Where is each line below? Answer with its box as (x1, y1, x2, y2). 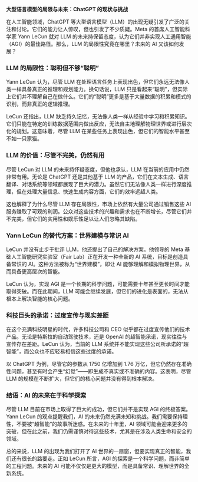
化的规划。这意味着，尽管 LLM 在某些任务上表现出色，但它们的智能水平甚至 (6, 128, 190, 135)
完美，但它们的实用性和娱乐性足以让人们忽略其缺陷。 (11, 215, 140, 222)
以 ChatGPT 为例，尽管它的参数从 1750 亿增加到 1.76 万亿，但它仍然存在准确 (6, 361, 192, 368)
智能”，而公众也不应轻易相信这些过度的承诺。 (6, 348, 117, 355)
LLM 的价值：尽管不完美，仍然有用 (6, 151, 105, 160)
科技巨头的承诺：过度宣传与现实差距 (6, 311, 109, 319)
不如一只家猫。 (6, 135, 42, 142)
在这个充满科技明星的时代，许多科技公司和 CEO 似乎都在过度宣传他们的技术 (6, 326, 190, 333)
